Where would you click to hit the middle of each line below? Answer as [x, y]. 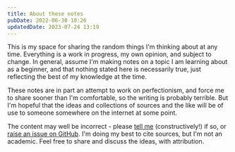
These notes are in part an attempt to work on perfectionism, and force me [116, 90]
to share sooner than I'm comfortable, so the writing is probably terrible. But [118, 98]
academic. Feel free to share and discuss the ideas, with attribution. [106, 141]
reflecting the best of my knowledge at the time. [77, 77]
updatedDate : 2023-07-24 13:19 [53, 27]
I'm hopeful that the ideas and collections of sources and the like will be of [115, 106]
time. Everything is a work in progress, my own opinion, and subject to [109, 54]
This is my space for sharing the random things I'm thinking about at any [113, 47]
